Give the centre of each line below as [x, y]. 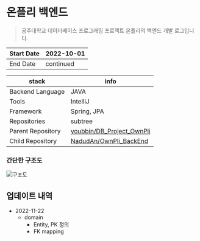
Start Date [24, 54]
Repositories [27, 121]
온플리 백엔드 [37, 12]
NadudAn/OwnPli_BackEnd [109, 141]
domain [34, 217]
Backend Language [37, 91]
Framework [26, 111]
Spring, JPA [87, 111]
